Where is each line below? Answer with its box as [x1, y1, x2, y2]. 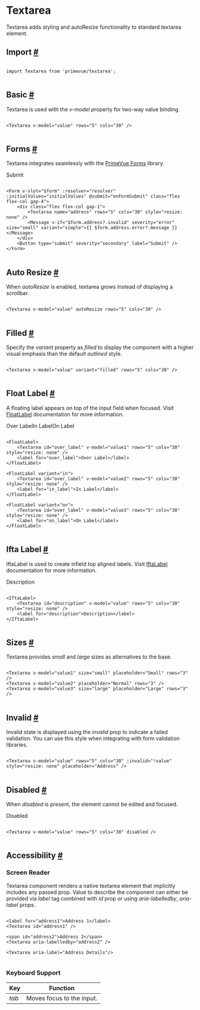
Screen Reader [6, 869, 50, 877]
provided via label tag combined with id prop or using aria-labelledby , [6, 894, 179, 902]
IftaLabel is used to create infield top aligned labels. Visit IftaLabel [6, 560, 168, 568]
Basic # [6, 90, 35, 100]
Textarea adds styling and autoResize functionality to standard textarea [6, 23, 181, 31]
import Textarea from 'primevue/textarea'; [6, 68, 116, 74]
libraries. [6, 741, 28, 748]
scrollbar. [6, 290, 29, 297]
